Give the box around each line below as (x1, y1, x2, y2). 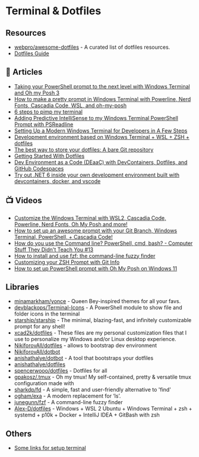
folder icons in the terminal (14, 310, 80, 317)
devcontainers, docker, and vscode (14, 177, 101, 185)
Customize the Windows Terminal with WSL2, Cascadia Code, (14, 214, 166, 221)
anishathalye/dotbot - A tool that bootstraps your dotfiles (14, 355, 154, 362)
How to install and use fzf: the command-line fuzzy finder (14, 252, 156, 259)
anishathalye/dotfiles (14, 361, 66, 368)
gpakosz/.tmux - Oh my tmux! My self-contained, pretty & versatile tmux (14, 373, 191, 381)
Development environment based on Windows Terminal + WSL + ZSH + (14, 133, 189, 140)
